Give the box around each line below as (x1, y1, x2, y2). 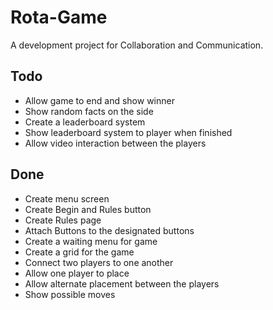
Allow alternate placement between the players (24, 277, 220, 290)
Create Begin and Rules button (24, 203, 152, 215)
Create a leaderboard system (24, 116, 146, 128)
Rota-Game (10, 6, 108, 29)
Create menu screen (24, 192, 110, 205)
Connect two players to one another (24, 256, 174, 268)
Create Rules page (24, 214, 102, 226)
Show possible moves (24, 288, 116, 300)
